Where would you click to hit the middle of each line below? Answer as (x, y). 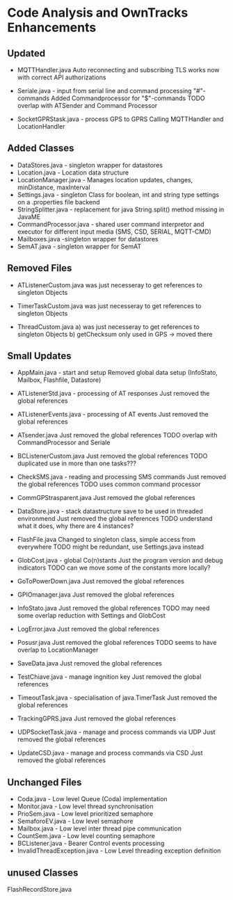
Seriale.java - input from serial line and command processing (105, 91)
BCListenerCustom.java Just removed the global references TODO (112, 456)
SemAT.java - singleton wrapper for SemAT (79, 246)
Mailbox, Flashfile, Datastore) (59, 380)
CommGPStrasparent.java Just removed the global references (106, 498)
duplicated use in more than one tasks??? (77, 463)
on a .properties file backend (58, 202)
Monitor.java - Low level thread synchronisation (85, 806)
